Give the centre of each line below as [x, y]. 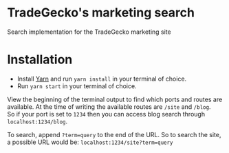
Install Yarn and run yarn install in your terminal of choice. [102, 79]
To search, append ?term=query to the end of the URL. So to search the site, [114, 134]
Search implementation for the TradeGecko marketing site [89, 32]
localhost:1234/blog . [37, 121]
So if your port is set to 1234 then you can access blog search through [106, 114]
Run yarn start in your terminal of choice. [77, 86]
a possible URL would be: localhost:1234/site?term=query [90, 142]
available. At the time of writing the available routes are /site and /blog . [109, 106]
